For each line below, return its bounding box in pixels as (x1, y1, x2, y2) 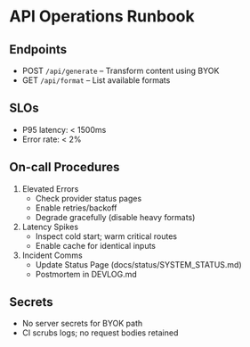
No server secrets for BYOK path (21, 318, 143, 329)
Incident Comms (21, 250, 83, 260)
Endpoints (9, 42, 68, 57)
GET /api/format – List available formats (21, 75, 171, 86)
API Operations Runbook (9, 6, 195, 27)
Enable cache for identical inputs (35, 240, 156, 251)
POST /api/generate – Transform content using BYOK (21, 65, 220, 76)
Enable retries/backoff (35, 202, 117, 213)
